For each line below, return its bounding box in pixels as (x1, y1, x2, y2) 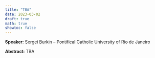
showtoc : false (5, 26, 36, 30)
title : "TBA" (5, 7, 32, 12)
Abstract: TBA (5, 49, 35, 55)
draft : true (5, 16, 29, 21)
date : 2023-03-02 (5, 12, 41, 17)
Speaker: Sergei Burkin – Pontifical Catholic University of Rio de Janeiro (5, 39, 151, 45)
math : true (5, 21, 27, 26)
